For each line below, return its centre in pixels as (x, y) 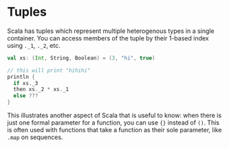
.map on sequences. (35, 137)
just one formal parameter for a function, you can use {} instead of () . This (113, 123)
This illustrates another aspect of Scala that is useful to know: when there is (115, 115)
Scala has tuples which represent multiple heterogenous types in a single (111, 31)
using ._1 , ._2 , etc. (34, 45)
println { (21, 77)
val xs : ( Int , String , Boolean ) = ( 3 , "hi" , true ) (81, 58)
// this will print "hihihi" (49, 70)
